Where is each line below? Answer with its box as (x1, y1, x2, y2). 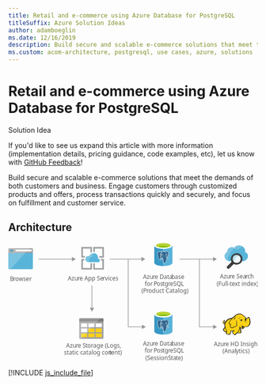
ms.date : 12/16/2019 (8, 33, 77, 42)
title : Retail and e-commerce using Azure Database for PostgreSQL (8, 11, 236, 20)
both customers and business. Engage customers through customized (8, 181, 237, 191)
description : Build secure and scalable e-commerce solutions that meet (8, 41, 253, 49)
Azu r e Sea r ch (219, 272, 255, 281)
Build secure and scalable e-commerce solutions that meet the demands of (8, 172, 254, 182)
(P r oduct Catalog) (141, 286, 189, 295)
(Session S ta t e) (145, 353, 184, 362)
